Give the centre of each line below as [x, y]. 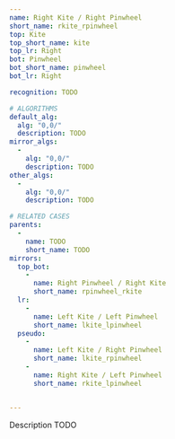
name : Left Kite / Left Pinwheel [96, 316]
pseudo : [32, 333]
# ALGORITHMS [34, 109]
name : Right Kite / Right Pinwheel [76, 18]
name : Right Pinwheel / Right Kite [100, 284]
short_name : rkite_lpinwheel [87, 383]
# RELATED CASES [39, 216]
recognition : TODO [44, 92]
